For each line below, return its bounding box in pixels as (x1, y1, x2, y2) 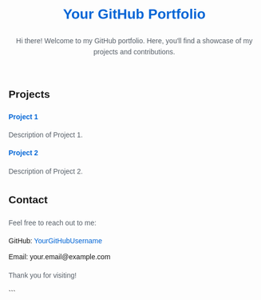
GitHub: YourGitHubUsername (8, 236, 103, 245)
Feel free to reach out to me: (8, 218, 97, 227)
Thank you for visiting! (8, 270, 77, 280)
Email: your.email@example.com (8, 253, 111, 262)
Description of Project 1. (8, 130, 83, 139)
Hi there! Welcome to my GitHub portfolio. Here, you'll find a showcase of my (16, 36, 253, 45)
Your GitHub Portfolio (62, 6, 206, 22)
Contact (8, 194, 49, 206)
